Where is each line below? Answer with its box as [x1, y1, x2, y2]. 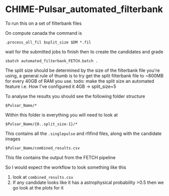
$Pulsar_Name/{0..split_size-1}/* [5, 121, 78, 127]
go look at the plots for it [12, 184, 64, 190]
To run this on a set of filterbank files [5, 20, 82, 26]
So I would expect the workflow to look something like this [5, 164, 127, 170]
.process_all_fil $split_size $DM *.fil [5, 39, 92, 45]
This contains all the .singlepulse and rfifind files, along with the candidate [5, 130, 162, 136]
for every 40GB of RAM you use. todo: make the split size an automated [5, 78, 154, 84]
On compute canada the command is [5, 30, 82, 36]
